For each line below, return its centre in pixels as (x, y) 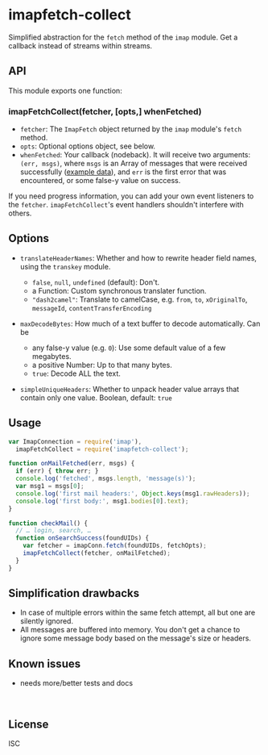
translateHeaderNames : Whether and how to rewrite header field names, (138, 258)
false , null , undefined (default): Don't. (95, 282)
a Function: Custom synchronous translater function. (119, 290)
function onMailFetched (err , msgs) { (72, 464)
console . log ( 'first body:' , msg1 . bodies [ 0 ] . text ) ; (102, 501)
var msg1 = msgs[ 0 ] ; (50, 486)
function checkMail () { (48, 523)
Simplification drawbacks (74, 593)
